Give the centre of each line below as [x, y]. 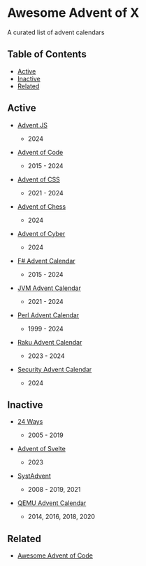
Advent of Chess [42, 206]
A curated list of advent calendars [56, 32]
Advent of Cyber [41, 233]
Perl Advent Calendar [48, 315]
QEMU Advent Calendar [52, 503]
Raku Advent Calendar [50, 342]
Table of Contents [47, 54]
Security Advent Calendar [54, 369]
